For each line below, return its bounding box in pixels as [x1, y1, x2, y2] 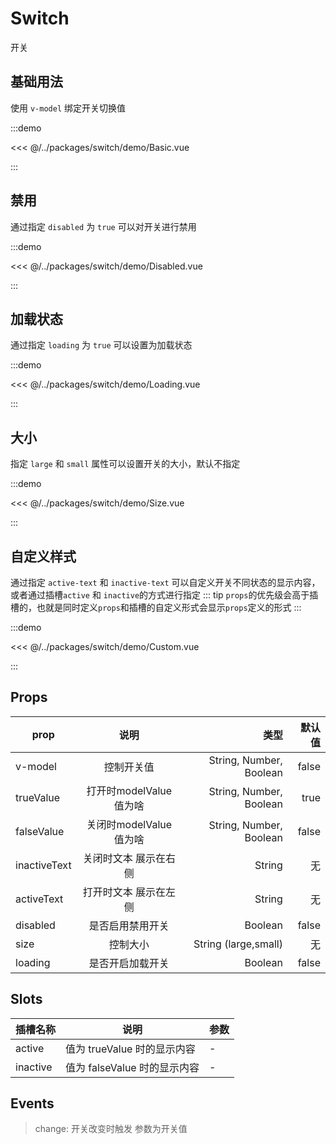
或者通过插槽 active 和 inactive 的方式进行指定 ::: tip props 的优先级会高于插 [10, 589, 319, 601]
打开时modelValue [86, 783, 173, 797]
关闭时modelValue [86, 817, 173, 831]
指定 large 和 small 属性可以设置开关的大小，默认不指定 [10, 458, 241, 470]
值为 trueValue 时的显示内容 [65, 1042, 196, 1056]
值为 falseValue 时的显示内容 [65, 1060, 200, 1074]
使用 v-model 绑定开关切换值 [10, 102, 126, 114]
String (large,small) [193, 937, 283, 951]
